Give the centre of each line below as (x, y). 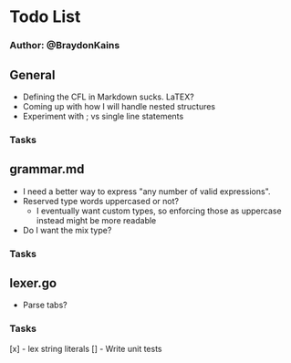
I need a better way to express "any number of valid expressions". (146, 191)
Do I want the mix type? (67, 230)
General (33, 75)
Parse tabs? (45, 305)
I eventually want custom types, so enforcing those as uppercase (159, 211)
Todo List (45, 17)
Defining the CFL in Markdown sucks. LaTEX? (108, 97)
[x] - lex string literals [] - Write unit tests (86, 348)
